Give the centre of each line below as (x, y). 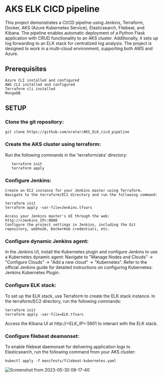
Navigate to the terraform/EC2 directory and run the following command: (81, 195)
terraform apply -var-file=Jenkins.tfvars (49, 208)
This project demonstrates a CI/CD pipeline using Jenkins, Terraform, (75, 22)
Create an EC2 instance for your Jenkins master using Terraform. (74, 191)
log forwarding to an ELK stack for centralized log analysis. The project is (78, 43)
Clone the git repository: (35, 122)
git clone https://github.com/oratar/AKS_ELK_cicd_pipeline (67, 132)
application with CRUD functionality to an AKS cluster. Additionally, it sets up (81, 38)
